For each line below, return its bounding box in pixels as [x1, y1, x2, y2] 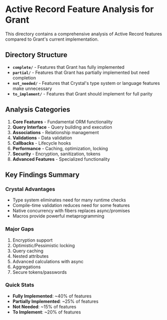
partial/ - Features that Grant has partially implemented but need [12, 69, 150, 75]
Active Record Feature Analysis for [5, 4, 154, 15]
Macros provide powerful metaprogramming [12, 213, 105, 219]
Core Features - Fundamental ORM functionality [12, 119, 113, 125]
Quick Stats [5, 281, 34, 288]
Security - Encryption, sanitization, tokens [12, 151, 101, 157]
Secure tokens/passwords [12, 269, 67, 275]
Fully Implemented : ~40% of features [12, 293, 92, 299]
